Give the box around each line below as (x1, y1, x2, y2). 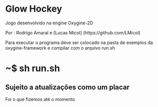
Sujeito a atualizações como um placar (5, 83, 130, 91)
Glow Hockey (5, 3, 62, 15)
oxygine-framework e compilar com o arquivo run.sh (5, 45, 115, 51)
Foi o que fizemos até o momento (5, 96, 75, 102)
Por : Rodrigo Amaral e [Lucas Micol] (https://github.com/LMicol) (5, 29, 141, 35)
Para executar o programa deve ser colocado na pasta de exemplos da (5, 39, 153, 46)
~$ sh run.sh (5, 63, 60, 74)
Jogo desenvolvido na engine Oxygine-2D (5, 20, 94, 26)
